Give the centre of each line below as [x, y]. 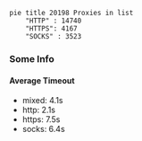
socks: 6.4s [43, 129]
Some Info [32, 58]
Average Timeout [42, 80]
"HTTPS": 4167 [51, 29]
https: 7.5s [41, 119]
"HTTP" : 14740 [54, 21]
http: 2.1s [39, 110]
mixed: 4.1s [42, 101]
